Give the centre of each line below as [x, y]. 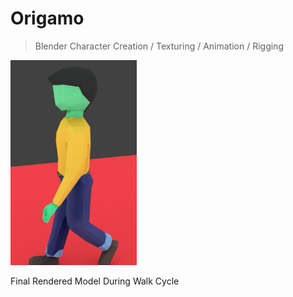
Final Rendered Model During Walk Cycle [95, 281]
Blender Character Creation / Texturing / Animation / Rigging [159, 46]
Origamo [47, 18]
